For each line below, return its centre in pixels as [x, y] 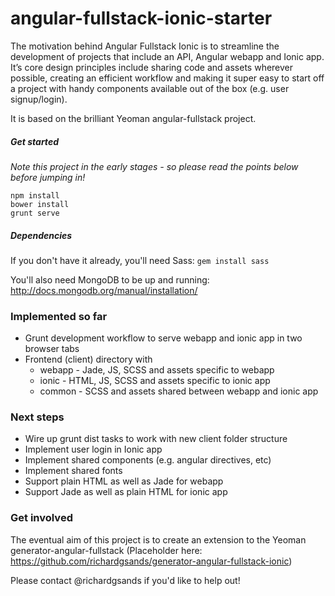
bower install [40, 204]
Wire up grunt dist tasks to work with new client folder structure [156, 439]
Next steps [37, 417]
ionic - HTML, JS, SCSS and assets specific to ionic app [155, 381]
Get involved [41, 518]
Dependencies [41, 235]
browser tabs [52, 349]
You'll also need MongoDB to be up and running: [110, 279]
